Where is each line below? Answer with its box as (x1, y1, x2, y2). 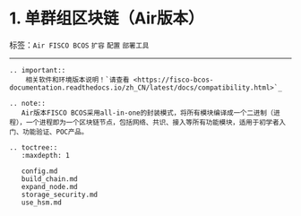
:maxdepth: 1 (21, 151, 70, 160)
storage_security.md (21, 190, 99, 199)
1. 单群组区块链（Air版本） (9, 8, 204, 29)
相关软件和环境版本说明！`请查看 (25, 75, 130, 84)
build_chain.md (21, 174, 78, 184)
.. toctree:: (9, 143, 58, 152)
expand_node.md (21, 182, 78, 191)
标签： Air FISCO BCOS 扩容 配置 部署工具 (9, 39, 150, 50)
